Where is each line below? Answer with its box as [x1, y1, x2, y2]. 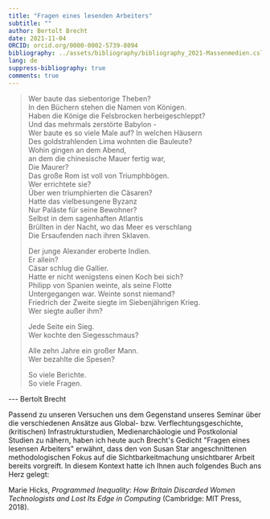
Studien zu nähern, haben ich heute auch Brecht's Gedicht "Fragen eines [8, 435, 251, 445]
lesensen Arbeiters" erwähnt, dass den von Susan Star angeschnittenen [8, 443, 247, 453]
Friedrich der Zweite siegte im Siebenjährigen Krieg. [27, 297, 201, 307]
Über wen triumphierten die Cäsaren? [27, 187, 153, 197]
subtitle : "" [8, 19, 52, 27]
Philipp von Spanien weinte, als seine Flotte [27, 280, 172, 290]
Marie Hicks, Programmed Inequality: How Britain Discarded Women [8, 484, 235, 495]
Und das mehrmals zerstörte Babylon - [27, 119, 157, 129]
